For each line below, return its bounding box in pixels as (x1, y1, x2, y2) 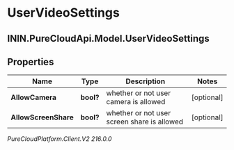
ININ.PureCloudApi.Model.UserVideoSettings (7, 33, 210, 44)
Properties (7, 56, 54, 67)
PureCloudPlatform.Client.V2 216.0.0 (7, 135, 112, 143)
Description (125, 76, 166, 86)
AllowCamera (10, 92, 57, 102)
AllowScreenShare (10, 112, 75, 122)
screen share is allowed (106, 117, 183, 126)
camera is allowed (106, 97, 166, 107)
